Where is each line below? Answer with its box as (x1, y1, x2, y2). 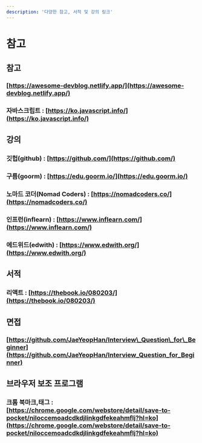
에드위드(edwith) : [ (6, 241, 62, 249)
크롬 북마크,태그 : (6, 398, 54, 407)
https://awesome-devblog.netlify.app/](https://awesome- (8, 81, 184, 90)
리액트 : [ (6, 289, 31, 297)
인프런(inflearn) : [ (6, 215, 59, 224)
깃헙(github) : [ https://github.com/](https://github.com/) (6, 154, 175, 163)
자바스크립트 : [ (6, 107, 48, 115)
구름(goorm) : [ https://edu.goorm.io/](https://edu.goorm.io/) (6, 172, 188, 181)
